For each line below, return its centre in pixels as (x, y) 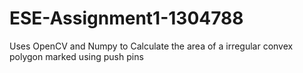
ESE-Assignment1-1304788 (126, 18)
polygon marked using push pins (76, 56)
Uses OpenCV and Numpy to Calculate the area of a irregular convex (151, 46)
